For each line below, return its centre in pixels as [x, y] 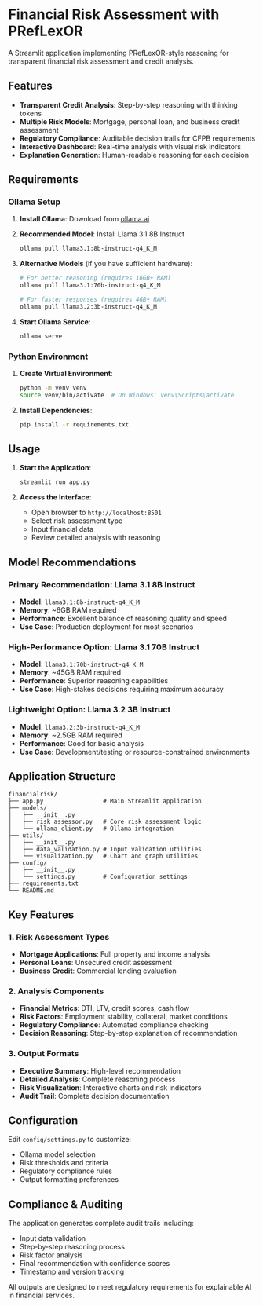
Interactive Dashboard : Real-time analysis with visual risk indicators [130, 146]
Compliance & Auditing [66, 1204]
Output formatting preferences [69, 1180]
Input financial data [62, 529]
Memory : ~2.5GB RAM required [71, 735]
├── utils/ [26, 836]
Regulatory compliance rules [66, 1171]
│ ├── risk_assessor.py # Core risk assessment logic [105, 822]
